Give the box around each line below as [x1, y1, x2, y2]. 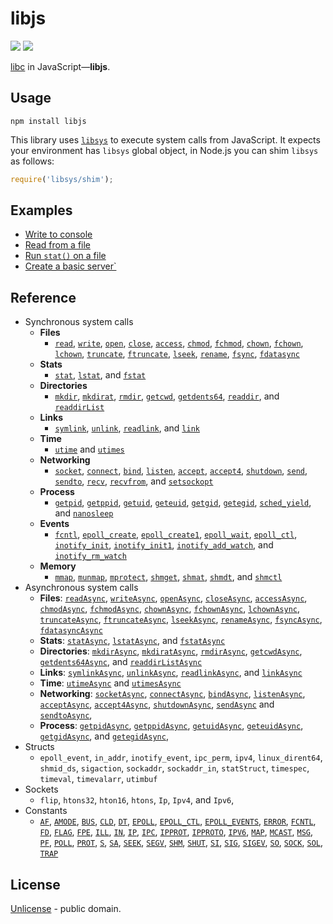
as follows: [10, 155, 55, 167]
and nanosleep [54, 507, 114, 519]
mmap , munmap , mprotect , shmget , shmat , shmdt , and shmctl [54, 571, 283, 583]
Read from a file [24, 239, 92, 251]
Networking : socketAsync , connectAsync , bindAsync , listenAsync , [39, 688, 306, 700]
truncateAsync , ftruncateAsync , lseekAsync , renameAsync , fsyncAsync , [39, 613, 323, 626]
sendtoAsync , [39, 709, 93, 721]
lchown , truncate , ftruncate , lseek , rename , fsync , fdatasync [54, 348, 300, 360]
